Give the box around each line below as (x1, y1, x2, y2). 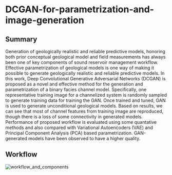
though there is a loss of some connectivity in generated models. (5, 114, 143, 120)
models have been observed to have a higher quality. (28, 136, 141, 141)
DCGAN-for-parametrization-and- (5, 4, 154, 15)
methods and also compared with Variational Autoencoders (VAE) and (5, 124, 153, 130)
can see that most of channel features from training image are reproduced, (5, 108, 164, 114)
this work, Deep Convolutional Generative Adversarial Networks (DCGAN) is (5, 76, 166, 81)
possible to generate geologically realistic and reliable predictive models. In (5, 70, 165, 76)
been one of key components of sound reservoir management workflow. (5, 59, 158, 65)
